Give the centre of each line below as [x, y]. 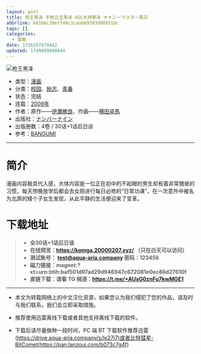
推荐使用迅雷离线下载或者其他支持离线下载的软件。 [78, 317]
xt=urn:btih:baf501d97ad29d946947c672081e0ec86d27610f [108, 272]
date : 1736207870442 [32, 46]
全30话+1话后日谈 [52, 243]
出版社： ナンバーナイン [44, 119]
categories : [21, 34]
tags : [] [17, 28]
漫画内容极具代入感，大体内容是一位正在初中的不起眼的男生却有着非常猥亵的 [100, 183]
